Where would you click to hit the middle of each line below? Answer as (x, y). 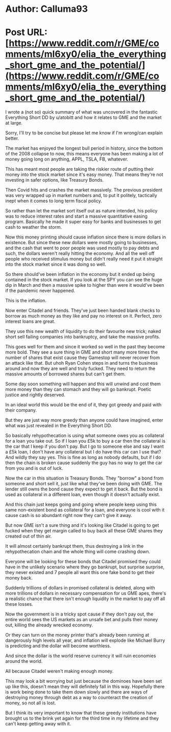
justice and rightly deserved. (35, 395)
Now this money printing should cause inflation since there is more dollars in (86, 237)
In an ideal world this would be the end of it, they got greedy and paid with (83, 405)
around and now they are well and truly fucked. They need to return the (80, 369)
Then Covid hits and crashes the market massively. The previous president (84, 190)
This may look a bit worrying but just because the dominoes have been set (84, 681)
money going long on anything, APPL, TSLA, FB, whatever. (67, 159)
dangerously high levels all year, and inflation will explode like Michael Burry (85, 640)
